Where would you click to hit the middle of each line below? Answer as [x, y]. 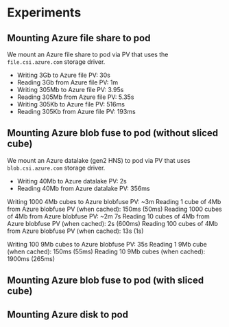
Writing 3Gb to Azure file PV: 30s [64, 75]
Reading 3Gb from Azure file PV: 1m [68, 82]
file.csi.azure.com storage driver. [56, 62]
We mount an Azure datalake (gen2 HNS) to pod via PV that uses [99, 160]
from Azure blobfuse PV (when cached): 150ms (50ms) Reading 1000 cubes [114, 209]
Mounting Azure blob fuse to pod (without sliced [113, 133]
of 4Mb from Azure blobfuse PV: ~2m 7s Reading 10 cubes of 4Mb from [109, 216]
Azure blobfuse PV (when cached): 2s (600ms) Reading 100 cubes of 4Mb [112, 223]
